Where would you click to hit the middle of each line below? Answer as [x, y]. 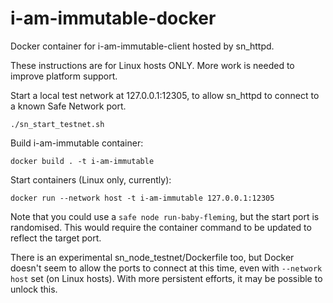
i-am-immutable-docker [113, 18]
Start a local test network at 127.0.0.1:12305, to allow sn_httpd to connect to [165, 95]
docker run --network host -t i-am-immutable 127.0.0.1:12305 [142, 198]
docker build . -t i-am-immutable [82, 161]
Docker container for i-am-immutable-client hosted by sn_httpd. [142, 46]
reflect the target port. [56, 238]
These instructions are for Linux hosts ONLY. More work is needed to [152, 65]
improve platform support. [64, 76]
